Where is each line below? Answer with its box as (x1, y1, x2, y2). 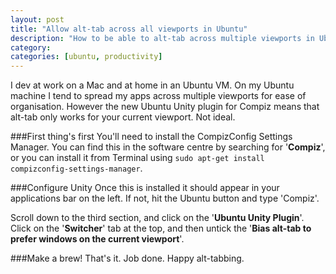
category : (10, 42, 52, 53)
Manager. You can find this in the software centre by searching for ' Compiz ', (10, 141, 326, 153)
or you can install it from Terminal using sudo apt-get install (10, 152, 265, 164)
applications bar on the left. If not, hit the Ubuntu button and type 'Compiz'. (10, 192, 320, 205)
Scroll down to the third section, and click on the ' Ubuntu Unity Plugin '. (10, 212, 305, 224)
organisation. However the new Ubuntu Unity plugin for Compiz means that (10, 101, 320, 113)
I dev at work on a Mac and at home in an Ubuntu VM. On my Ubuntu (10, 79, 295, 91)
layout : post (10, 14, 65, 25)
